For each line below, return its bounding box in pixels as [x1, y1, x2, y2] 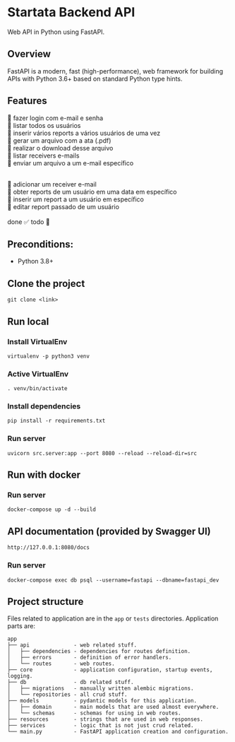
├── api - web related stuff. [7, 642, 138, 649]
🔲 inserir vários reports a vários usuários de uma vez [7, 129, 161, 137]
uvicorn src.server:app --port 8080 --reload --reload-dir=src [7, 449, 198, 457]
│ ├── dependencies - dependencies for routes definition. [7, 648, 191, 655]
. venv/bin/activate [7, 385, 68, 392]
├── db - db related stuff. [7, 679, 134, 686]
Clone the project [7, 277, 85, 290]
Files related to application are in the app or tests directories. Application [7, 614, 219, 623]
